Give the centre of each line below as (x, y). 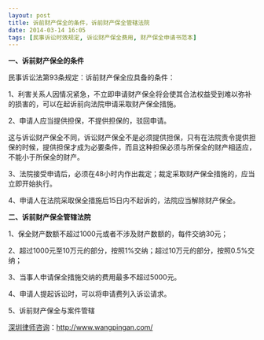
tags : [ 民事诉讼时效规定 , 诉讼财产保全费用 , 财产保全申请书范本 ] (103, 37)
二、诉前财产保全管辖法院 (49, 217)
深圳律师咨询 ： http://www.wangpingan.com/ (81, 327)
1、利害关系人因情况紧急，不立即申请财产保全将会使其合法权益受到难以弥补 (130, 94)
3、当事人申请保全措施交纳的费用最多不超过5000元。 (95, 277)
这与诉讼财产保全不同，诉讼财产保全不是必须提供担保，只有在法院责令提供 (128, 138)
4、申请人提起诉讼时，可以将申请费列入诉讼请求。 (90, 294)
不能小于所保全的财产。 (46, 157)
